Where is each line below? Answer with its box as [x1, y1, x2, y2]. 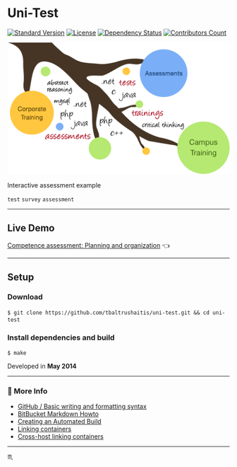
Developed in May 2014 [7, 362, 77, 371]
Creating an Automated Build [17, 417, 102, 426]
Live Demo [7, 221, 55, 234]
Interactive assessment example [7, 181, 101, 190]
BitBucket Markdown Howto [17, 410, 99, 418]
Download [7, 292, 44, 302]
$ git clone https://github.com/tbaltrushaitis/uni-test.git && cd [7, 309, 210, 316]
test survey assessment [7, 196, 75, 203]
